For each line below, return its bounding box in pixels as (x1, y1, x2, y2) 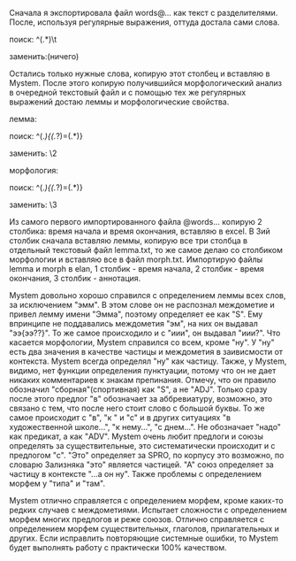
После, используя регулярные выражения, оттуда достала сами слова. (9, 17, 280, 27)
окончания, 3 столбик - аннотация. (9, 273, 141, 283)
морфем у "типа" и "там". (9, 478, 106, 488)
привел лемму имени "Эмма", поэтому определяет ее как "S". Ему (9, 309, 263, 319)
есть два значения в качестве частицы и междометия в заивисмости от (9, 347, 284, 357)
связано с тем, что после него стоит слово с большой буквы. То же (9, 403, 265, 413)
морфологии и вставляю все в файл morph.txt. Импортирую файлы (9, 254, 263, 265)
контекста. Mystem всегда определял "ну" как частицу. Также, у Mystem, (9, 356, 287, 366)
